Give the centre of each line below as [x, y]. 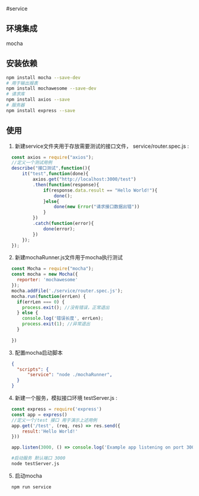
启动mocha [28, 476]
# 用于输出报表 [22, 83]
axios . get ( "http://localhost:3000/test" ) [84, 179]
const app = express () [39, 415]
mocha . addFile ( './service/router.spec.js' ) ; [67, 291]
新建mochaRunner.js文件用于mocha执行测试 [69, 257]
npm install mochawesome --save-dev [51, 88]
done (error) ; [60, 229]
